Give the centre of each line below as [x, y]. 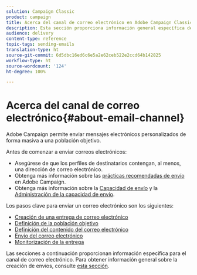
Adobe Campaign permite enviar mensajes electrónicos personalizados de [96, 134]
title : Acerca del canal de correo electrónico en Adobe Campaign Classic [99, 22]
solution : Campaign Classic [40, 11]
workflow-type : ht [28, 60]
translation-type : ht [33, 50]
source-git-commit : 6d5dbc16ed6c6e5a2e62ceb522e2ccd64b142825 [84, 55]
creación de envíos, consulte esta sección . [58, 266]
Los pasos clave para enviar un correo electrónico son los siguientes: [90, 206]
